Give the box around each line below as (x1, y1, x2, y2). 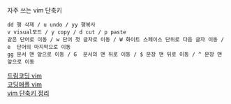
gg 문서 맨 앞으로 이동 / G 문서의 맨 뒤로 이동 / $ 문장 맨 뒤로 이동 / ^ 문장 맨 (7, 51, 223, 58)
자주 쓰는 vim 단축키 (7, 6, 63, 14)
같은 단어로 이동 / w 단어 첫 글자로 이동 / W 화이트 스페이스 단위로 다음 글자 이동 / (7, 36, 225, 43)
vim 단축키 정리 (7, 89, 50, 97)
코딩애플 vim (7, 80, 42, 89)
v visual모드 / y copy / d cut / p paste (7, 29, 127, 36)
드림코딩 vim (7, 72, 42, 80)
